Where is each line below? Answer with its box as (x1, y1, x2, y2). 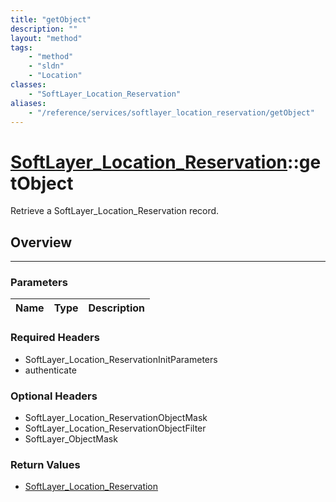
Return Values (10, 457, 81, 471)
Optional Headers (10, 389, 98, 403)
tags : (10, 42, 33, 53)
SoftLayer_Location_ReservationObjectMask (24, 412, 208, 424)
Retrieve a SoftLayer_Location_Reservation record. (10, 205, 220, 217)
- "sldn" (28, 61, 65, 71)
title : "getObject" (10, 14, 92, 25)
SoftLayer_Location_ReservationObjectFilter (24, 422, 207, 435)
